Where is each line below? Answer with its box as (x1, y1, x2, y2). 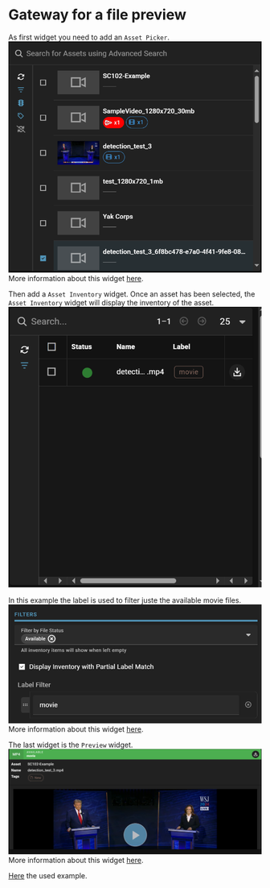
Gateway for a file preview (8, 6, 187, 24)
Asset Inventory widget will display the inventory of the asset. (8, 297, 215, 307)
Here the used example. (8, 871, 88, 881)
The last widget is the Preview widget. (8, 740, 133, 749)
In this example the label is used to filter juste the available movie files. (8, 595, 242, 605)
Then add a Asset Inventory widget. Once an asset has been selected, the (8, 288, 256, 299)
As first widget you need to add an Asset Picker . (8, 32, 170, 42)
